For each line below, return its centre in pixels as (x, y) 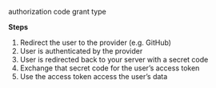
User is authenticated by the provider (81, 51)
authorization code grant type (57, 12)
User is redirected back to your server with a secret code (114, 60)
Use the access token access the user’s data (94, 76)
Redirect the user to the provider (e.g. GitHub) (96, 42)
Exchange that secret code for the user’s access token (110, 68)
